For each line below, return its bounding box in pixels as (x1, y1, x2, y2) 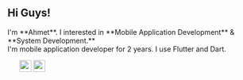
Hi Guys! (7, 6, 51, 20)
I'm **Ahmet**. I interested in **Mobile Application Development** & (7, 27, 235, 36)
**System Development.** (7, 36, 96, 45)
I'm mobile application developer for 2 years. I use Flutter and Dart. (7, 44, 227, 54)
